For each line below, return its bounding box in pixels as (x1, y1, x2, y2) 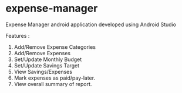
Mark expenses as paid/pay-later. (14, 74, 95, 81)
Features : (5, 32, 30, 39)
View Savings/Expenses (14, 68, 73, 75)
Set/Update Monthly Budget (14, 56, 82, 63)
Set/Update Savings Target (14, 62, 80, 69)
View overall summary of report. (14, 80, 92, 87)
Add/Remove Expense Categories (14, 43, 96, 51)
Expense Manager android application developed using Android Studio (5, 21, 177, 28)
